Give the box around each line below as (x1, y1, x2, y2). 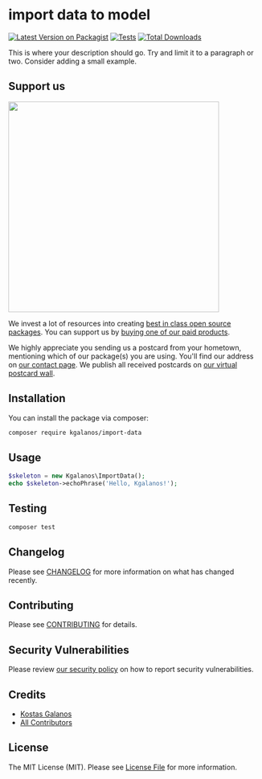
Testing (8, 502, 47, 515)
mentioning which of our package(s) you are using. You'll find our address (8, 351, 254, 361)
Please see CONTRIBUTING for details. (8, 620, 138, 629)
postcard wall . (8, 368, 55, 378)
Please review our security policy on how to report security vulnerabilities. (8, 665, 254, 674)
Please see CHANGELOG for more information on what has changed (8, 567, 235, 576)
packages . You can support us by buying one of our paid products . (8, 327, 231, 337)
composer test (8, 523, 56, 531)
